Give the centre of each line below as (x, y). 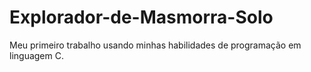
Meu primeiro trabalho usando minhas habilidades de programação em (155, 45)
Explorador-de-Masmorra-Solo (141, 17)
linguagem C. (36, 55)
